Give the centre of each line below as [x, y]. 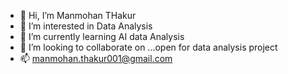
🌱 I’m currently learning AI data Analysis [102, 36]
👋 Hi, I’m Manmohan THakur [78, 15]
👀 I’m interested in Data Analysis [86, 26]
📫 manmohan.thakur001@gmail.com [96, 58]
